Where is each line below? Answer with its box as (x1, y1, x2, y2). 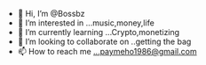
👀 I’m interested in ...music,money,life (17, 18, 155, 28)
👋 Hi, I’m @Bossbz (17, 9, 85, 18)
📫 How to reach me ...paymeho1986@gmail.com (17, 47, 197, 56)
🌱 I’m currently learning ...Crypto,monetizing (17, 27, 180, 37)
